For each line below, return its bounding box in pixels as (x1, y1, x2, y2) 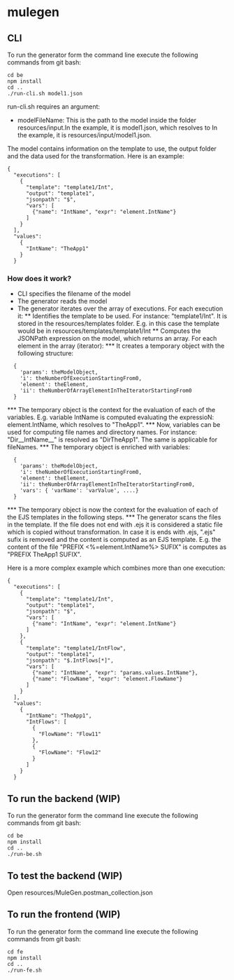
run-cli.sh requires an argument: (7, 102, 100, 111)
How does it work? (7, 273, 72, 283)
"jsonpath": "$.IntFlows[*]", (25, 657, 114, 665)
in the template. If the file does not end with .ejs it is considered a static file (7, 520, 224, 529)
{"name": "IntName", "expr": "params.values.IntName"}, (32, 669, 198, 676)
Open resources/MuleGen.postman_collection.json (7, 888, 154, 897)
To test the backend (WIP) (7, 870, 123, 882)
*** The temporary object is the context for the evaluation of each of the (7, 406, 216, 414)
